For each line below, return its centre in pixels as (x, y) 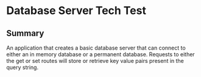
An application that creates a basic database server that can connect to (96, 48)
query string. (22, 67)
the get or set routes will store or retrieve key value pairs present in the (95, 61)
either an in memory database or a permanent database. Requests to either (100, 54)
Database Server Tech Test (76, 11)
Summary (25, 33)
